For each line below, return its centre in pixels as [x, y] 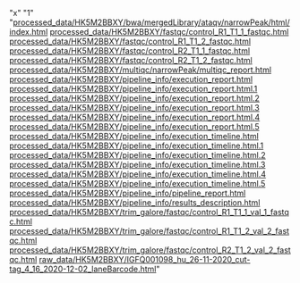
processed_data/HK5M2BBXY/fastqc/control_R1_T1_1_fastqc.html [169, 32]
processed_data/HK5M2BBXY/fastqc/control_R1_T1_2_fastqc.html [130, 41]
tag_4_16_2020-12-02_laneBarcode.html [83, 269]
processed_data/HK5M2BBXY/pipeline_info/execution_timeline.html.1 [137, 146]
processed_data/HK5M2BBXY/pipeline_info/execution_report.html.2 [134, 98]
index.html [29, 32]
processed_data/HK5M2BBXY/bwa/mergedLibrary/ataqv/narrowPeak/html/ [152, 22]
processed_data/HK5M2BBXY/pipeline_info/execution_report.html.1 [133, 89]
